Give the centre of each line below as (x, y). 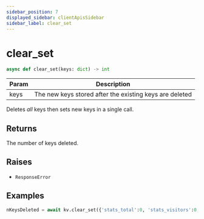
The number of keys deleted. (42, 143)
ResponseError (33, 177)
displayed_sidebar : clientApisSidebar (55, 18)
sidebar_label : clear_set (39, 23)
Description (113, 84)
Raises (19, 162)
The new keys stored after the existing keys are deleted (113, 95)
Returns (22, 128)
